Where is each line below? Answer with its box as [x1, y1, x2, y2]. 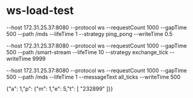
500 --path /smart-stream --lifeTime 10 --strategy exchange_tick [6, 48, 169, 55]
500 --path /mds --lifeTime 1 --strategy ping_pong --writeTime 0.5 [6, 30, 173, 37]
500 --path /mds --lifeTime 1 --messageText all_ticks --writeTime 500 [6, 73, 181, 80]
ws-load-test [6, 4, 74, 18]
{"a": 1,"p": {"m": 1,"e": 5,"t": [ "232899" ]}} [6, 85, 113, 92]
